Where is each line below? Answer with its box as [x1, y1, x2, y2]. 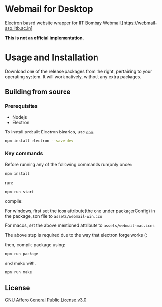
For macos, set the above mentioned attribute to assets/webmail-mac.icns [5, 222, 155, 228]
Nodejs [12, 114, 27, 120]
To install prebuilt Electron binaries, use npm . [5, 129, 95, 134]
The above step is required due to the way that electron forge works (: [5, 232, 147, 238]
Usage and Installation [5, 52, 98, 63]
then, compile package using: [5, 242, 65, 248]
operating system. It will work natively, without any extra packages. [5, 73, 142, 80]
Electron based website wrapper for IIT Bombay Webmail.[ [5, 20, 124, 26]
